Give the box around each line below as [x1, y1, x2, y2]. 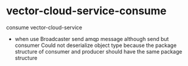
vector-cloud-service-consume [6, 4, 167, 18]
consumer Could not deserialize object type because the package [14, 42, 177, 49]
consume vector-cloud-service [6, 24, 82, 31]
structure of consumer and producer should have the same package [14, 48, 183, 55]
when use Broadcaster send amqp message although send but [14, 35, 169, 42]
